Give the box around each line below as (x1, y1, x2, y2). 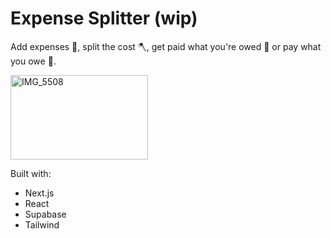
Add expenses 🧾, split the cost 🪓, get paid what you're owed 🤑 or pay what (10, 40, 322, 52)
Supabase (24, 208, 67, 220)
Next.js (24, 187, 55, 199)
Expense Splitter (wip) (10, 7, 198, 30)
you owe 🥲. (10, 55, 57, 67)
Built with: (10, 167, 52, 179)
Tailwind (24, 218, 60, 231)
